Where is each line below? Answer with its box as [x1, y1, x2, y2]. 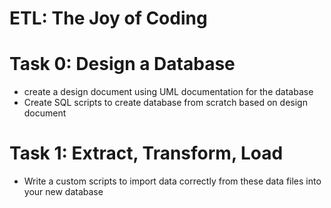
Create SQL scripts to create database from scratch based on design [23, 97, 308, 109]
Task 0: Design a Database [9, 53, 236, 76]
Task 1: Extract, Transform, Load [9, 142, 284, 165]
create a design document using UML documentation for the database [23, 86, 314, 98]
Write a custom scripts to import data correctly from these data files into [23, 175, 322, 187]
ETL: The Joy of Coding [9, 7, 208, 30]
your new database [23, 186, 104, 198]
